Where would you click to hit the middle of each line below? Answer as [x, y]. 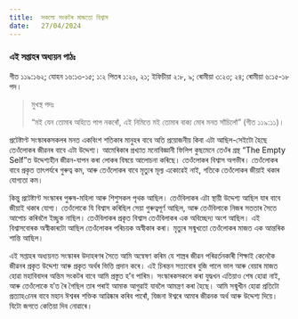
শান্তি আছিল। [27, 238]
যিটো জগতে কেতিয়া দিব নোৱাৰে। [51, 306]
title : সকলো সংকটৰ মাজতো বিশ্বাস [59, 17]
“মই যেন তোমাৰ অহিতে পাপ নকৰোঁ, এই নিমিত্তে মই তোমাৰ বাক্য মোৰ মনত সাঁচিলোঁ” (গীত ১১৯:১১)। [157, 122]
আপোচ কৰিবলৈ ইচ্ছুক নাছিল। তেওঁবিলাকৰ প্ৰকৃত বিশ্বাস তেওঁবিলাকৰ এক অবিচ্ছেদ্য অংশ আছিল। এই [135, 217]
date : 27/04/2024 [45, 26]
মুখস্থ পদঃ [43, 104]
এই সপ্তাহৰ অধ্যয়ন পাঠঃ [42, 57]
